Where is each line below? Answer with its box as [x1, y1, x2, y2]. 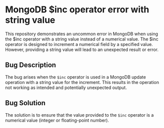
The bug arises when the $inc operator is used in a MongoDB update [5, 74, 146, 80]
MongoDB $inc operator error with [5, 4, 150, 15]
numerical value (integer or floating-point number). [5, 117, 109, 123]
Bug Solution [5, 99, 46, 107]
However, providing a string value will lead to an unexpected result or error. [5, 46, 159, 52]
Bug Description [5, 61, 56, 69]
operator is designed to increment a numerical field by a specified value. [5, 41, 153, 47]
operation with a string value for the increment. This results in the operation [5, 79, 160, 85]
